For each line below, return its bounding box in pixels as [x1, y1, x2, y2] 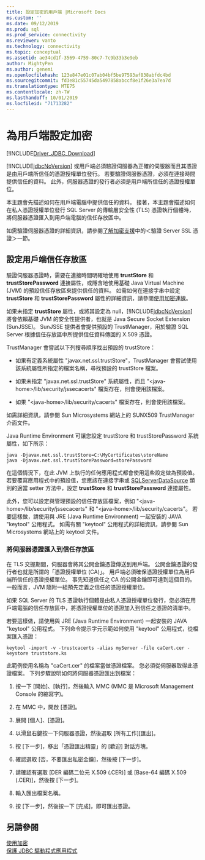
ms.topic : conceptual [6, 49, 62, 55]
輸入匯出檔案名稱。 [15, 789, 64, 797]
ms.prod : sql [6, 26, 40, 33]
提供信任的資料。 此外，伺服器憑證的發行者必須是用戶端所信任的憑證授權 [6, 178, 190, 185]
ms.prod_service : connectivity [6, 32, 86, 38]
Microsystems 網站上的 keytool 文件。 [6, 528, 103, 535]
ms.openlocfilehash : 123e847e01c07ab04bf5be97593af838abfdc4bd [6, 72, 171, 78]
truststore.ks [31, 650, 67, 657]
